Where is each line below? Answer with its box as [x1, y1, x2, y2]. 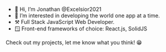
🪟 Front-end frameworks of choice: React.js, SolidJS [14, 25, 148, 32]
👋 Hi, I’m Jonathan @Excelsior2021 [14, 6, 102, 13]
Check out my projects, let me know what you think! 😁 [5, 39, 142, 46]
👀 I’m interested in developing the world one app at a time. [14, 12, 160, 19]
